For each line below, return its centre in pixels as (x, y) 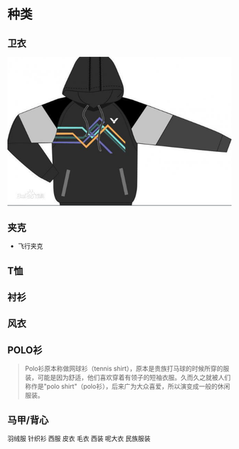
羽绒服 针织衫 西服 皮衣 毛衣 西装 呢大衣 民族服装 (79, 438)
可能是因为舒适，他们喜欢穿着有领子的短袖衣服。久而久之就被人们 (134, 378)
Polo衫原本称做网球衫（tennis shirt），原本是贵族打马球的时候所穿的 (124, 368)
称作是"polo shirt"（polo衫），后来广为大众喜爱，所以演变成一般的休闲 (127, 386)
